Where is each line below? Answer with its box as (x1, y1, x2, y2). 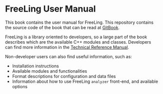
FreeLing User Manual (5, 3, 96, 15)
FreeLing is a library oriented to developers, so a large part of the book (5, 34, 147, 40)
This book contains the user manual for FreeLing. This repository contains (5, 19, 154, 25)
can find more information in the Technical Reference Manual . (5, 44, 129, 50)
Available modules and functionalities (12, 68, 87, 74)
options (12, 83, 28, 89)
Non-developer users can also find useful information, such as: (5, 53, 132, 59)
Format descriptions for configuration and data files (12, 73, 116, 79)
